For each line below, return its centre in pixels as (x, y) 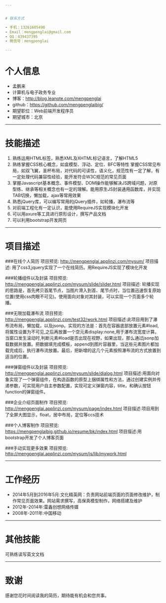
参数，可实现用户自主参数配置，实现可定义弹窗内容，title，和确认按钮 (80, 385)
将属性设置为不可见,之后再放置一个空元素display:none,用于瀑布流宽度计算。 (82, 332)
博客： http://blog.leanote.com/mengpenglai (57, 99)
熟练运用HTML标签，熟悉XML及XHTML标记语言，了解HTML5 (75, 158)
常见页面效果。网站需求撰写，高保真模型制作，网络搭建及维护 (79, 501)
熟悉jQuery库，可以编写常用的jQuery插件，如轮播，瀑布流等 (73, 201)
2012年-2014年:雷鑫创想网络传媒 (45, 507)
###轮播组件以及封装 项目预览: (37, 278)
